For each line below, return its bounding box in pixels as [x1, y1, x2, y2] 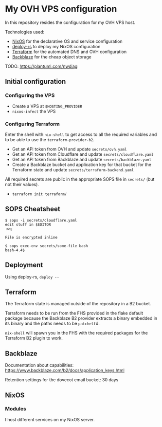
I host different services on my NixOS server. [5, 416, 95, 422]
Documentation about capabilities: [5, 362, 74, 368]
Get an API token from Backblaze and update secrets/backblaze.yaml [12, 156, 152, 162]
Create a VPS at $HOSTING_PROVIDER [12, 103, 83, 109]
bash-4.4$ [5, 247, 25, 253]
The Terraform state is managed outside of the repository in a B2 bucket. [5, 301, 151, 307]
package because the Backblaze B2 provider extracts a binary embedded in [5, 316, 158, 321]
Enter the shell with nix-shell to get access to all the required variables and [5, 131, 157, 137]
